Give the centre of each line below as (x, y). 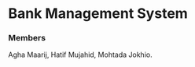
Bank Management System (98, 14)
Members (27, 38)
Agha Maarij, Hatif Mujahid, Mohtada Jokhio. (80, 55)
